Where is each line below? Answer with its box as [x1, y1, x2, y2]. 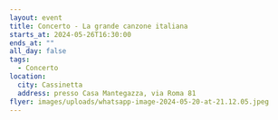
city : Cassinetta [17, 80, 83, 89]
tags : [9, 55, 30, 64]
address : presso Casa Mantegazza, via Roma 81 [17, 88, 197, 97]
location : [9, 72, 47, 81]
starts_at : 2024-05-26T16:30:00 [9, 30, 131, 39]
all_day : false [9, 47, 67, 56]
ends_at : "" [9, 38, 54, 48]
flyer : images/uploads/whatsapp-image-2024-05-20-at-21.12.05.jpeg [9, 97, 270, 106]
